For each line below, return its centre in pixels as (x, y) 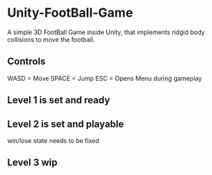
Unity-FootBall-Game (70, 13)
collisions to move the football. (51, 39)
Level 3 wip (32, 163)
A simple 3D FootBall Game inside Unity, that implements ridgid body (106, 32)
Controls (26, 62)
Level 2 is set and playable (66, 124)
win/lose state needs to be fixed (53, 140)
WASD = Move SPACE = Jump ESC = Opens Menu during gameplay (105, 78)
